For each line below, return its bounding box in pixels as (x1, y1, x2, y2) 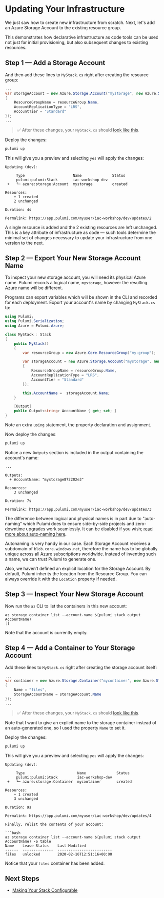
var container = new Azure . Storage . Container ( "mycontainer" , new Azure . (5, 678, 156, 683)
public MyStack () (14, 341, 49, 346)
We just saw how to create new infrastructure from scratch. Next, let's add (5, 20, 155, 25)
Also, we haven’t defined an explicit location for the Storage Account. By (5, 565, 151, 571)
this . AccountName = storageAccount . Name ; (22, 391, 110, 396)
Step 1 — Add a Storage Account (5, 59, 105, 67)
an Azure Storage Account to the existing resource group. (5, 24, 121, 30)
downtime (5, 526, 25, 532)
